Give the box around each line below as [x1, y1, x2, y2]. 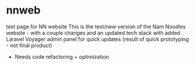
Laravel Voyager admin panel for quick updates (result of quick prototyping [6, 35, 189, 42]
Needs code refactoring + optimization [14, 53, 109, 60]
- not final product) [6, 42, 53, 49]
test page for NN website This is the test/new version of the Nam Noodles [6, 23, 186, 30]
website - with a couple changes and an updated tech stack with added [6, 29, 181, 36]
